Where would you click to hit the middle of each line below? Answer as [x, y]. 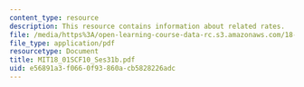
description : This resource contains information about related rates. [147, 26]
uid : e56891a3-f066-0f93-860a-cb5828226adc [93, 69]
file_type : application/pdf [62, 43]
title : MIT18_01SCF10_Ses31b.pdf [72, 60]
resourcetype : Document [54, 52]
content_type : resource [54, 18]
